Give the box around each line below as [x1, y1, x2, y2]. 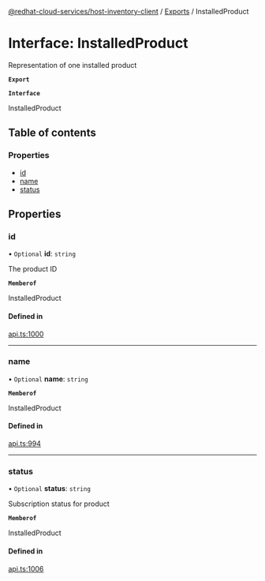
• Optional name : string [8, 374, 88, 384]
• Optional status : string [8, 484, 91, 493]
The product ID [8, 264, 58, 274]
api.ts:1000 [8, 329, 44, 339]
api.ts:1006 [8, 564, 44, 573]
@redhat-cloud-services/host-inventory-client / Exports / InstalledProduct [8, 7, 249, 16]
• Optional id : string [8, 249, 77, 259]
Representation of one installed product [8, 60, 137, 69]
